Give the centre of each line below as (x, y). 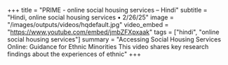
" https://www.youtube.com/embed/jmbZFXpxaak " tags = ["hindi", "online (113, 32)
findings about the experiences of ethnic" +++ (74, 54)
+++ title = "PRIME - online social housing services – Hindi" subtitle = (108, 10)
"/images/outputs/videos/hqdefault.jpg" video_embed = (88, 25)
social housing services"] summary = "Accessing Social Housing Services (114, 39)
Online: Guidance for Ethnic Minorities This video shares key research (108, 47)
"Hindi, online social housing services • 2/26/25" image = (90, 17)
